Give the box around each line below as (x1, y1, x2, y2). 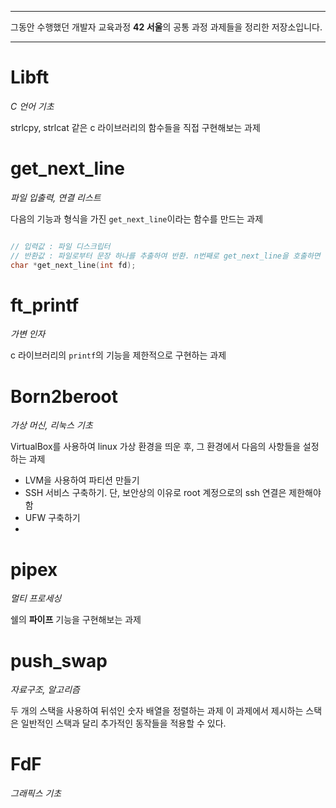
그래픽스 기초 (10, 787, 62, 800)
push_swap (10, 649, 108, 672)
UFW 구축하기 (24, 512, 81, 524)
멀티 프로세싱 (10, 592, 62, 605)
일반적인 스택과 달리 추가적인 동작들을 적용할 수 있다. (20, 717, 227, 730)
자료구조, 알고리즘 (10, 684, 81, 696)
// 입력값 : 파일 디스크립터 (10, 241, 111, 251)
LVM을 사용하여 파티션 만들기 (24, 474, 140, 486)
